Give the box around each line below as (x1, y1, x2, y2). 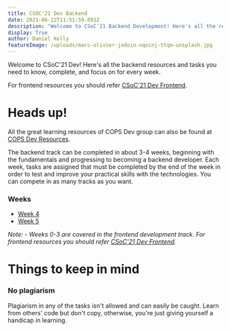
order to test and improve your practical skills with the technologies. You (8, 170, 211, 178)
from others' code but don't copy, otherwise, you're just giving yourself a (8, 308, 214, 317)
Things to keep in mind (8, 261, 140, 277)
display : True (8, 29, 48, 36)
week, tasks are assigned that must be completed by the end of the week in (8, 162, 221, 171)
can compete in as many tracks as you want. (8, 177, 134, 185)
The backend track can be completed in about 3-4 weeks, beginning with (8, 148, 214, 156)
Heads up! (8, 105, 68, 120)
